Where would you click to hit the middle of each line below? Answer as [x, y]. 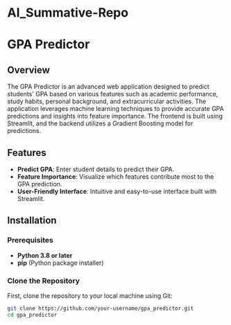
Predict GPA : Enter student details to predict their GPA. [96, 169]
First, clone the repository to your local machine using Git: [90, 295]
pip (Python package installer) [60, 263]
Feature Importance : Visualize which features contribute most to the [115, 177]
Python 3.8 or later [45, 255]
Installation [32, 221]
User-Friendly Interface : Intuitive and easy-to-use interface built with [117, 191]
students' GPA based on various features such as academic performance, [113, 94]
